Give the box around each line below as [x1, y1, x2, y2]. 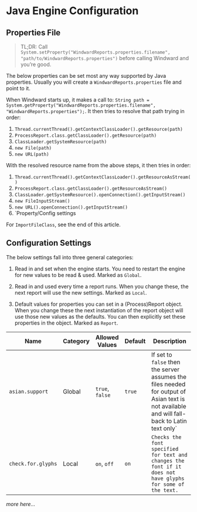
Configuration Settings [6, 238, 92, 248]
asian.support [9, 388, 49, 395]
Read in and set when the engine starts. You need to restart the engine [14, 265, 186, 272]
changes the [151, 457, 185, 464]
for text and [151, 451, 188, 458]
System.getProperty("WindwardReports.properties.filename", [6, 103, 157, 108]
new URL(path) [14, 151, 49, 157]
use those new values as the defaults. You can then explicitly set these [14, 313, 186, 320]
